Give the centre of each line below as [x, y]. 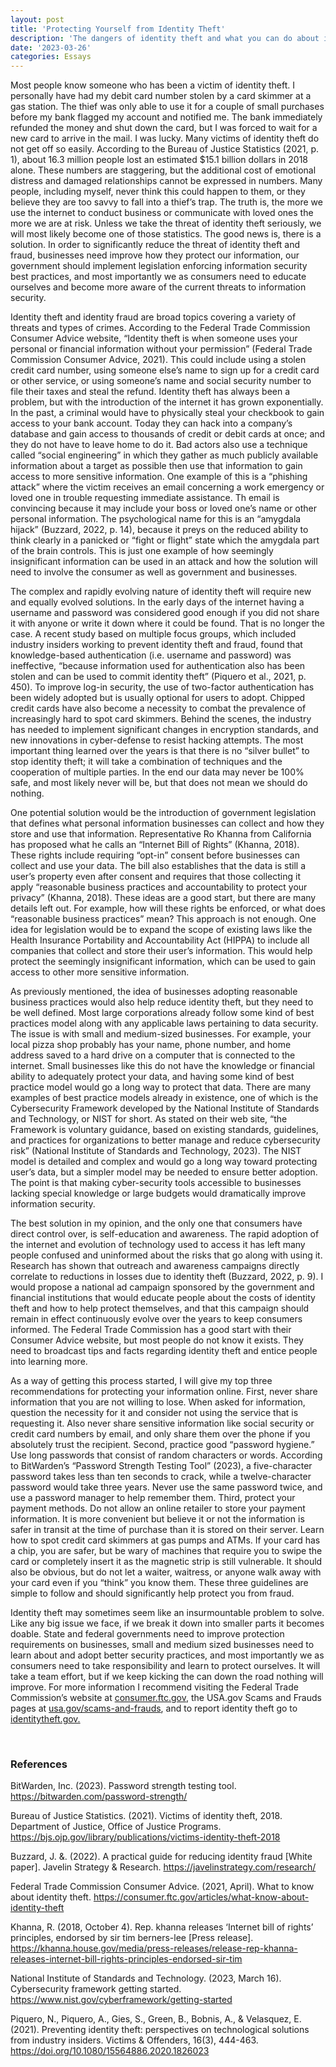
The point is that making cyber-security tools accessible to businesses [156, 1183]
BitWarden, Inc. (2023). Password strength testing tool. [123, 1786]
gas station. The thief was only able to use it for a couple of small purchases [167, 107]
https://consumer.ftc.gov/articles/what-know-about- [201, 1897]
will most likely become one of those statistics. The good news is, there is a [166, 234]
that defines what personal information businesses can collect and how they [167, 823]
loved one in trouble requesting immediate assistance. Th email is [145, 498]
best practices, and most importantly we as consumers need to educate [158, 277]
